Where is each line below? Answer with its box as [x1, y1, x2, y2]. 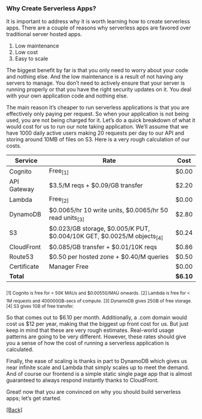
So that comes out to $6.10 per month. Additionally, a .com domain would [6, 314, 188, 321]
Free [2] [49, 195, 69, 204]
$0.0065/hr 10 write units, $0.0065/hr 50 [49, 206, 168, 214]
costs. [6, 142, 22, 150]
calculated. [6, 346, 34, 353]
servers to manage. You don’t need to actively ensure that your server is [6, 79, 185, 87]
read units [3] [49, 213, 85, 223]
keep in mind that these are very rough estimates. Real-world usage [6, 326, 174, 334]
